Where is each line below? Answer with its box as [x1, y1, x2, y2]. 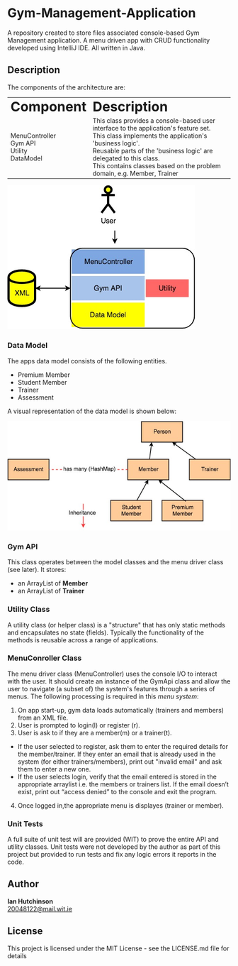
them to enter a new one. [17, 764, 91, 773]
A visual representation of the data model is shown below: [7, 407, 177, 415]
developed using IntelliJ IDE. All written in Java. [7, 43, 146, 52]
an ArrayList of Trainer [17, 587, 85, 595]
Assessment [17, 393, 55, 402]
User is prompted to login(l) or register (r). [17, 720, 140, 729]
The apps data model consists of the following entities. [7, 356, 168, 365]
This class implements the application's [92, 131, 208, 140]
